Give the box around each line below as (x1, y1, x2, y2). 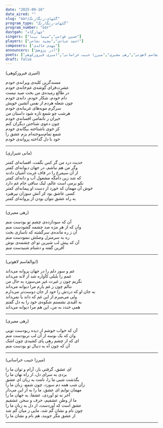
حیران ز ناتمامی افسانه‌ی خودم (5, 115, 61, 121)
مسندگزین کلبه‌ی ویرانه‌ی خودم (5, 80, 61, 85)
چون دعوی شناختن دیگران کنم (5, 121, 60, 127)
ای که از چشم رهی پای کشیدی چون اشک (5, 338, 79, 344)
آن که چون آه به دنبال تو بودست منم (5, 343, 70, 349)
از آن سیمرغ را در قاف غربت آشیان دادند (5, 170, 79, 176)
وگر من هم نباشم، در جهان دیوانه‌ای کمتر (5, 165, 78, 170)
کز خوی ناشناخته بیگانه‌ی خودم (5, 126, 60, 132)
